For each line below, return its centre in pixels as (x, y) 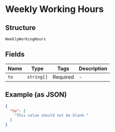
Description (93, 68)
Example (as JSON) (36, 95)
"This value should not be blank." (51, 115)
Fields (15, 54)
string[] (37, 77)
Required (63, 77)
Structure (21, 28)
